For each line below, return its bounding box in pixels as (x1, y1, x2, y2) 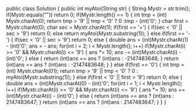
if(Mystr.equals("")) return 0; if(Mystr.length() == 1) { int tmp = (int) (6, 11, 167, 18)
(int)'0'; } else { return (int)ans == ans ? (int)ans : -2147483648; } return (6, 55, 179, 62)
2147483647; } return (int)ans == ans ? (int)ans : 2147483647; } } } (6, 99, 167, 105)
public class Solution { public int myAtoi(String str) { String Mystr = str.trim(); (6, 5, 191, 12)
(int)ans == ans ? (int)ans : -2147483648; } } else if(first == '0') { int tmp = (6, 61, 185, 68)
